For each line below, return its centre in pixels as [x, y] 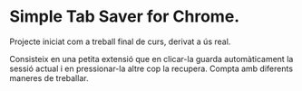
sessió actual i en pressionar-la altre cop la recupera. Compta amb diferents [151, 68]
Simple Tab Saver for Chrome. [125, 17]
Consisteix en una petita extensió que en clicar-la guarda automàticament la [151, 59]
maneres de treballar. [49, 77]
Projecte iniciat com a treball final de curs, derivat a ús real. [120, 41]
